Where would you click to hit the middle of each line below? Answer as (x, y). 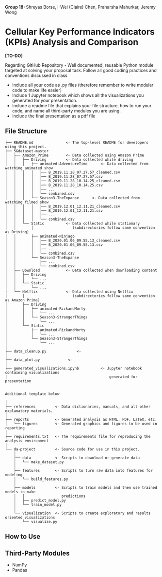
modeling (14, 475)
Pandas (20, 570)
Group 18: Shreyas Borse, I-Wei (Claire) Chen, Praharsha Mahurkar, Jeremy (81, 7)
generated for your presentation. (45, 100)
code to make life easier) (37, 90)
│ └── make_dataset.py (39, 462)
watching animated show (29, 168)
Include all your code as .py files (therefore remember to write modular (83, 85)
